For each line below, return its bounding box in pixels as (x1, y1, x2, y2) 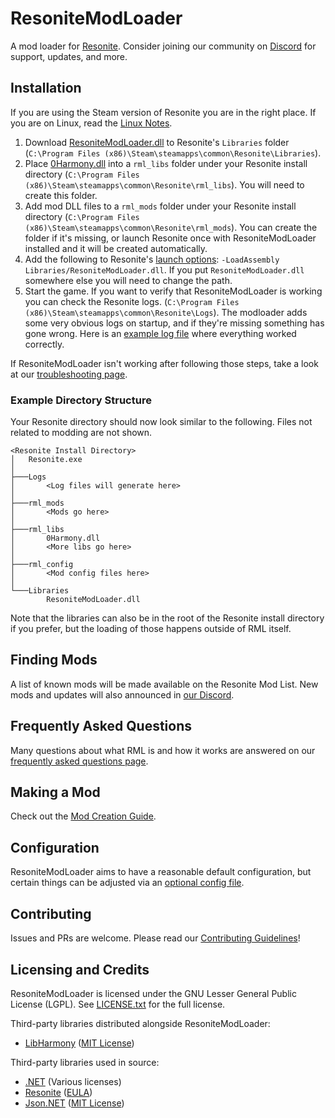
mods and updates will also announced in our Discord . (10, 688, 235, 701)
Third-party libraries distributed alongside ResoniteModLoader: (10, 1017, 271, 1029)
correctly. (24, 338, 65, 350)
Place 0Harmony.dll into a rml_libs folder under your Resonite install (24, 157, 308, 169)
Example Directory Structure (10, 393, 152, 407)
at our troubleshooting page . (10, 368, 128, 380)
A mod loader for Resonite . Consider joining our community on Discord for (10, 40, 317, 52)
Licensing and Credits (10, 961, 150, 978)
